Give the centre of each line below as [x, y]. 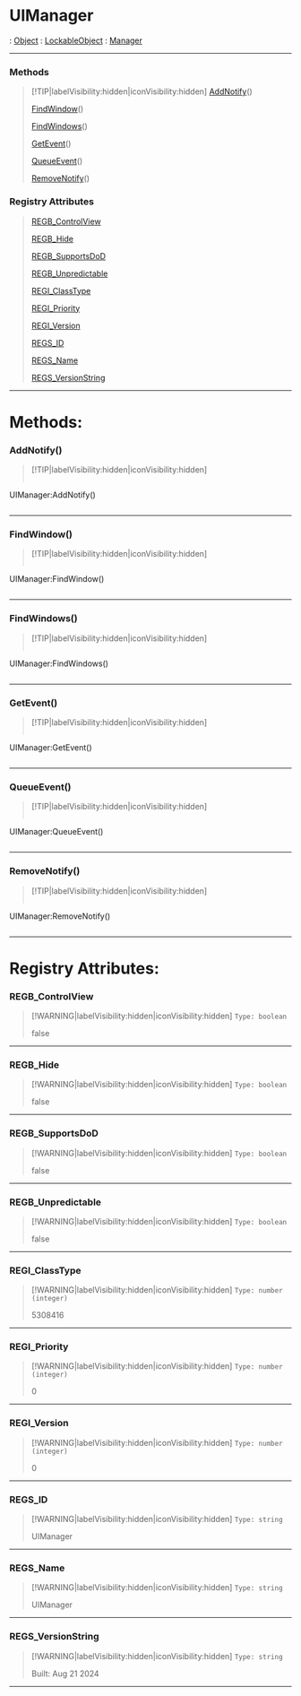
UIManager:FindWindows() [59, 663]
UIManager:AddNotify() [52, 495]
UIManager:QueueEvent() [56, 832]
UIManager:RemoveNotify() [60, 916]
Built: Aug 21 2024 [65, 1674]
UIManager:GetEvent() [51, 747]
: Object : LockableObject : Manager [76, 40]
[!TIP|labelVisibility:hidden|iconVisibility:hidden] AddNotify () [142, 91]
